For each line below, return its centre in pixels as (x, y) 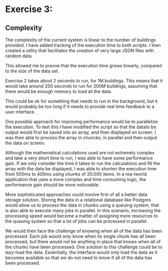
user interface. (20, 112)
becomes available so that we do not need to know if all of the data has (79, 258)
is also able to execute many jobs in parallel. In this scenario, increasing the (83, 210)
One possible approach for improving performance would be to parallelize (81, 121)
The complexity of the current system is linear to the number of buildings (81, 40)
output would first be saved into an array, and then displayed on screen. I (81, 132)
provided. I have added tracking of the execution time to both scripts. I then (83, 45)
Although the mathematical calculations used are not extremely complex (80, 153)
